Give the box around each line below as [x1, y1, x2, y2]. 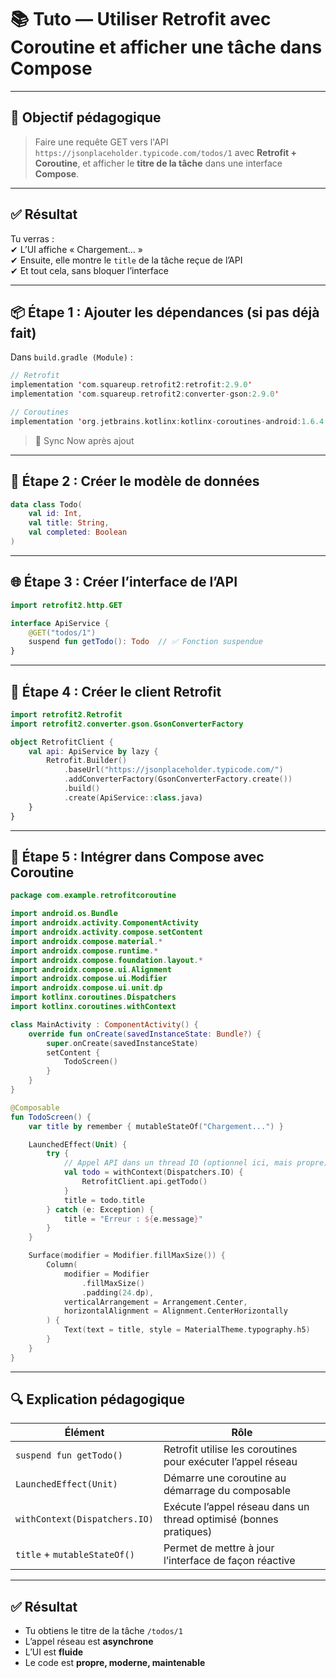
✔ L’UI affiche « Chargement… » [10, 243, 143, 255]
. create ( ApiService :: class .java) [63, 792, 203, 803]
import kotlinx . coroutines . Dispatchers [10, 992, 177, 1003]
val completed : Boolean [28, 527, 128, 538]
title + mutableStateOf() [15, 1547, 135, 1561]
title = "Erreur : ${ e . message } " [63, 1214, 203, 1224]
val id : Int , [28, 509, 83, 519]
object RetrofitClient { [10, 737, 114, 747]
